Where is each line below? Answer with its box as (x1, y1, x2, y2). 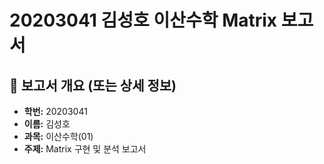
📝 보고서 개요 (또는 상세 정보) (9, 77, 177, 94)
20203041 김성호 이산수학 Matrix (9, 9, 278, 32)
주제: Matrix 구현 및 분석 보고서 (23, 143, 147, 155)
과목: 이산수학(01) (23, 131, 94, 142)
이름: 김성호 (23, 118, 71, 130)
